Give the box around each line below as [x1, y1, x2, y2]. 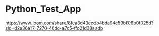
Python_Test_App [5, 3, 81, 15]
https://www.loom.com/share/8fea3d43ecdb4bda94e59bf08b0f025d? [5, 20, 154, 26]
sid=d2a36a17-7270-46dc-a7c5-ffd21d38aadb [5, 25, 103, 31]
